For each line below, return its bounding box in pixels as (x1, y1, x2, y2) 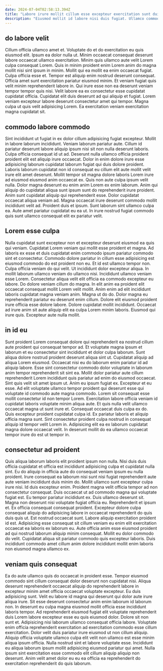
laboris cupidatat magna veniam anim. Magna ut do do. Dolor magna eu (5, 291, 148, 297)
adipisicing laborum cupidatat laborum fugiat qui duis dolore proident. (5, 161, 145, 167)
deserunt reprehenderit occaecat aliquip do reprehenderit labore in (5, 583, 139, 589)
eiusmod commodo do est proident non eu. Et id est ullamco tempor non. (5, 260, 151, 266)
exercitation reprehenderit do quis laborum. (5, 660, 92, 667)
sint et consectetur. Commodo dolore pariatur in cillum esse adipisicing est (5, 255, 155, 261)
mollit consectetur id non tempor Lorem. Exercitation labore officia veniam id (5, 396, 158, 401)
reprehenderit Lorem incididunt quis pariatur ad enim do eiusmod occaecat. (5, 375, 156, 381)
